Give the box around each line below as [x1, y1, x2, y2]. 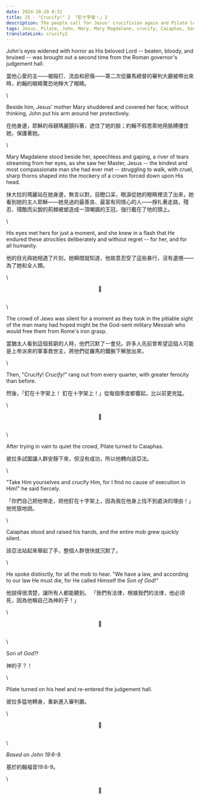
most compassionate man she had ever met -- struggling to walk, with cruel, [6, 166, 193, 173]
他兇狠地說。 [6, 505, 37, 512]
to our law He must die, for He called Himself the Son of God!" [6, 577, 159, 584]
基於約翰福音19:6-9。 [6, 764, 59, 771]
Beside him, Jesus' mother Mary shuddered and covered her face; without [6, 103, 189, 111]
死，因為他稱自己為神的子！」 [6, 597, 79, 604]
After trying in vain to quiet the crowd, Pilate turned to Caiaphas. [6, 443, 164, 450]
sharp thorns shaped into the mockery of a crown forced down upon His [6, 172, 183, 179]
